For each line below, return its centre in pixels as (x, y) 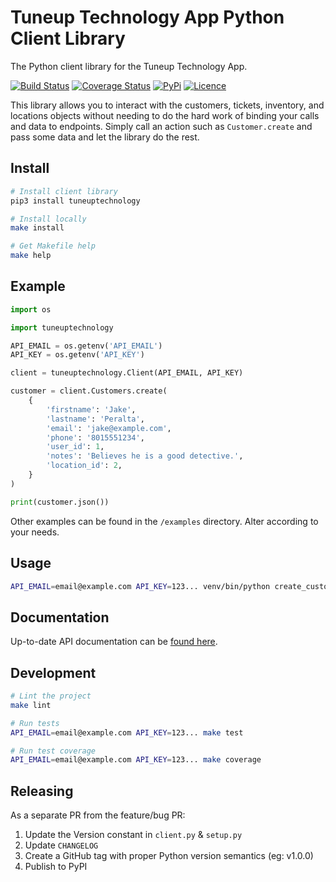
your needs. (35, 532)
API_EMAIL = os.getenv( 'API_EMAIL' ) (86, 346)
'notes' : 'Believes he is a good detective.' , (145, 456)
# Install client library (64, 191)
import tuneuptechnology (62, 327)
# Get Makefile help (53, 246)
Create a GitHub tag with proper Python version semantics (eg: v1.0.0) (169, 856)
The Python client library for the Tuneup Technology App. (129, 66)
